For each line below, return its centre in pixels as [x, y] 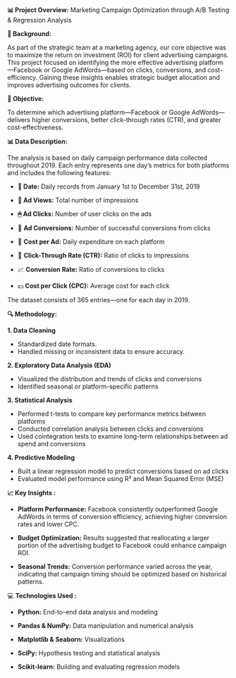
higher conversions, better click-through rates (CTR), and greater [126, 120]
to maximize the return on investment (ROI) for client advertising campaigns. [118, 55]
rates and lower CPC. [48, 524]
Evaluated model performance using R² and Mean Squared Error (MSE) [120, 478]
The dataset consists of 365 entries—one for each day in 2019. [99, 300]
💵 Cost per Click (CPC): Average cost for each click [94, 286]
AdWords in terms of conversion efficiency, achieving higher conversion [122, 517]
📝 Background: [29, 34]
